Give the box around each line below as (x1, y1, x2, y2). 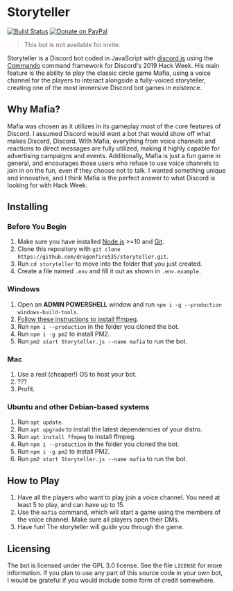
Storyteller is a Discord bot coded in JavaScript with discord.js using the (7, 53, 214, 62)
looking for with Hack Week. (7, 181, 88, 189)
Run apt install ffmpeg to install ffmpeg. (17, 433, 137, 441)
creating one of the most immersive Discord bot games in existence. (7, 83, 202, 92)
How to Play (7, 474, 60, 486)
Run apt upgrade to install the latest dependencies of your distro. (17, 425, 202, 434)
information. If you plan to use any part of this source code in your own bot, (7, 568, 223, 576)
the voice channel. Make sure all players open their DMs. (17, 515, 180, 524)
